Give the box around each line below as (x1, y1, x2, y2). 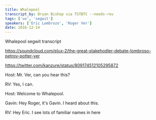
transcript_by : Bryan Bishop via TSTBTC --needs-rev (5, 12, 114, 17)
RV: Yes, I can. (5, 81, 34, 87)
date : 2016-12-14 (5, 25, 40, 30)
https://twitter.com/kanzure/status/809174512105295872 (5, 63, 119, 69)
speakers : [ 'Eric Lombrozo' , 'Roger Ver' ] (5, 20, 92, 26)
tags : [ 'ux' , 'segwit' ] (5, 16, 53, 21)
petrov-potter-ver (5, 53, 40, 59)
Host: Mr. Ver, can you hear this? (5, 72, 70, 78)
